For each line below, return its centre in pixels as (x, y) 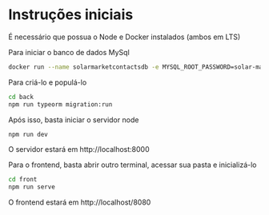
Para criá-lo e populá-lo (48, 82)
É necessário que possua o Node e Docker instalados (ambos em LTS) (124, 37)
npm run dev (28, 134)
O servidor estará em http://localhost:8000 (79, 149)
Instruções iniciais (71, 15)
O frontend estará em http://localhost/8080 (80, 202)
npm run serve (32, 187)
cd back (21, 97)
